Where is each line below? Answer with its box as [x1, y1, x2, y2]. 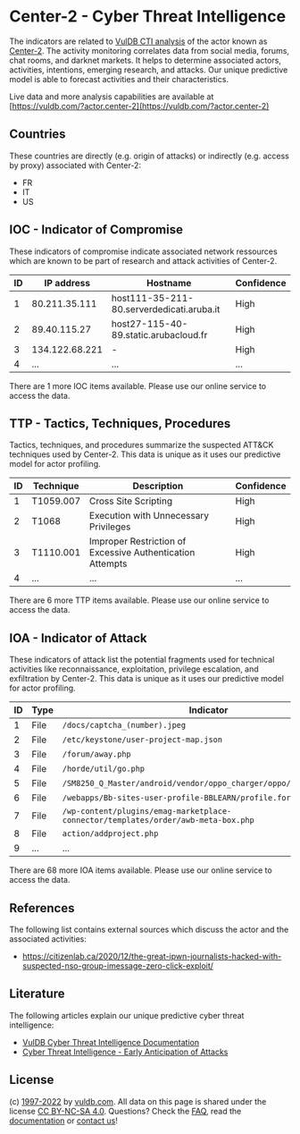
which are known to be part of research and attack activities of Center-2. [9, 255, 278, 266]
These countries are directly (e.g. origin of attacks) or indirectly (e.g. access [9, 150, 290, 161]
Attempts [88, 557, 128, 570]
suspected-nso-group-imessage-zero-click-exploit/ [21, 961, 214, 971]
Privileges [88, 520, 131, 533]
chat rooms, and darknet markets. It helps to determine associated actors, [9, 55, 281, 65]
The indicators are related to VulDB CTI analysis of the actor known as [9, 36, 268, 47]
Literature [9, 986, 65, 1002]
